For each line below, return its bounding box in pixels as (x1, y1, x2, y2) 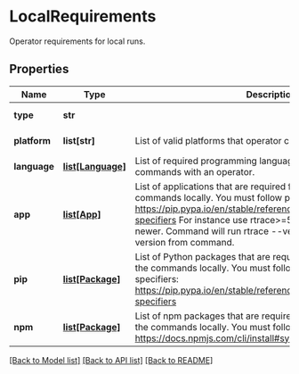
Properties (9, 62, 69, 77)
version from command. (134, 236, 235, 248)
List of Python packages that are (134, 250, 271, 262)
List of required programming (134, 154, 258, 167)
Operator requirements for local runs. (9, 36, 146, 46)
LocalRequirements (9, 6, 157, 27)
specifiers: (134, 272, 180, 285)
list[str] (62, 134, 95, 146)
